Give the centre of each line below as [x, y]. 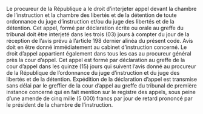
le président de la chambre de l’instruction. [60, 105]
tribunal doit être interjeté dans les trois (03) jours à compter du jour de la [98, 34]
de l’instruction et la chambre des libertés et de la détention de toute [92, 15]
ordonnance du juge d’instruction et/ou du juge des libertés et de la [90, 21]
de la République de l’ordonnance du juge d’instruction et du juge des [93, 73]
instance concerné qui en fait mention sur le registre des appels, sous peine [101, 92]
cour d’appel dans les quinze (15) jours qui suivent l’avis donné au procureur [101, 66]
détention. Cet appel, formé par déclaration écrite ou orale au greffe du [95, 28]
